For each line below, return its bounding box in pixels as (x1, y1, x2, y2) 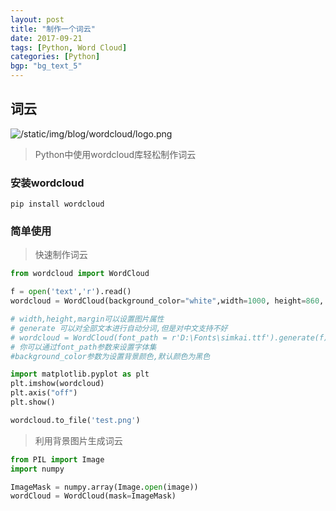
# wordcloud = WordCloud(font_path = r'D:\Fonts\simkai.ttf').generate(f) (10, 332, 329, 343)
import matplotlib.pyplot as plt (10, 369, 150, 380)
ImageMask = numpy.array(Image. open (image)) (10, 482, 199, 492)
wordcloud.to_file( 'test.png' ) (10, 415, 141, 425)
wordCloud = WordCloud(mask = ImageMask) (10, 491, 177, 501)
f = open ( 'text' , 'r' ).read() (10, 287, 132, 297)
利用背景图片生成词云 (34, 434, 123, 446)
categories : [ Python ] (10, 52, 101, 62)
